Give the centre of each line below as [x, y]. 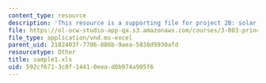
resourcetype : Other [42, 52]
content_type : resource [47, 15]
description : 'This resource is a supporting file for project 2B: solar [133, 23]
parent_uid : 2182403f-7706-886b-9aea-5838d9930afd [93, 45]
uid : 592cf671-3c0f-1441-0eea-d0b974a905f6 [81, 67]
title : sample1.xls [40, 60]
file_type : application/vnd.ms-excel [70, 38]
